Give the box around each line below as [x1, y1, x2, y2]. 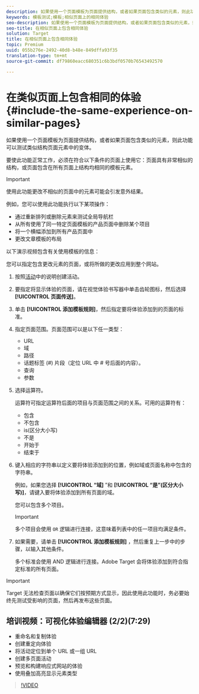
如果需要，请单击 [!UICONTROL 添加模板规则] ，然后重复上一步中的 [14, 538, 181, 545]
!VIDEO [20, 682, 38, 689]
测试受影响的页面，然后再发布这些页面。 [16, 597, 115, 604]
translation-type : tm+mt [6, 53, 68, 59]
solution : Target [6, 31, 49, 37]
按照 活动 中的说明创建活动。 [14, 273, 83, 280]
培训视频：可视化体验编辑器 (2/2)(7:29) [6, 616, 151, 626]
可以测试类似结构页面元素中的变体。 [6, 144, 95, 151]
